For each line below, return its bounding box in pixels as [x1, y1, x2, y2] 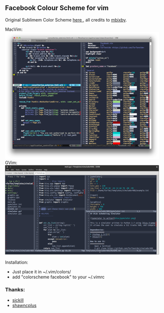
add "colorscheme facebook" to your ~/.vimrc [12, 274, 105, 280]
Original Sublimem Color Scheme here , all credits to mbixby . [5, 17, 127, 22]
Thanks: [5, 286, 25, 293]
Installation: [5, 259, 28, 265]
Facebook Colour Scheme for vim [5, 4, 109, 12]
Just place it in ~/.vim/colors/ [12, 268, 71, 274]
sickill [12, 297, 24, 303]
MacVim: [5, 26, 23, 32]
